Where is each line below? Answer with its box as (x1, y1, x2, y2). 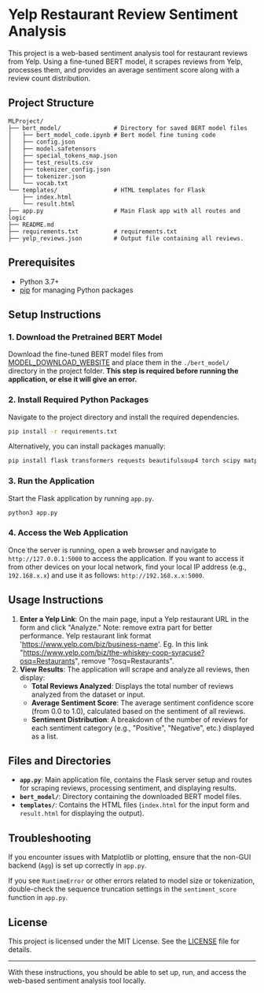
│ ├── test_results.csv (8, 158, 93, 166)
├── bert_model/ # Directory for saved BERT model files (8, 124, 247, 132)
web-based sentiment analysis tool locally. (8, 976, 146, 986)
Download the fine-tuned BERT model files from (8, 349, 163, 359)
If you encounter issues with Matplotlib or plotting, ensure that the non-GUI (8, 853, 251, 862)
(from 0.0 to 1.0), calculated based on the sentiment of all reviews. (31, 706, 246, 716)
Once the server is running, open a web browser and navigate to (8, 545, 217, 555)
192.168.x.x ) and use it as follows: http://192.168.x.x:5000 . (8, 570, 204, 580)
